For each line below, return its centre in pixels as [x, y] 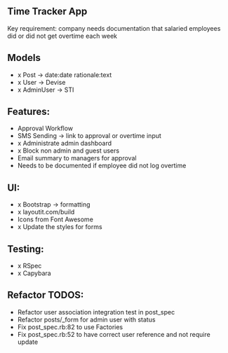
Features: [29, 112]
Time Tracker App [47, 12]
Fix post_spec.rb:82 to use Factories [70, 327]
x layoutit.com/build [46, 212]
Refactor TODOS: [46, 295]
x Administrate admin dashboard [65, 144]
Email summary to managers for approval [77, 158]
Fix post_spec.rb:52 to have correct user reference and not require [114, 334]
